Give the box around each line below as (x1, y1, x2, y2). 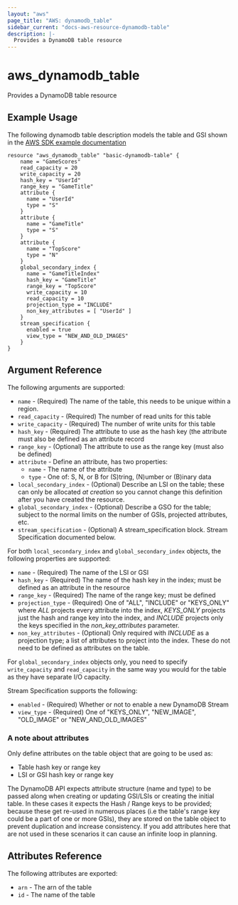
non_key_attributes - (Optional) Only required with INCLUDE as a (17, 628, 210, 637)
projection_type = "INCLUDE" (26, 301, 113, 308)
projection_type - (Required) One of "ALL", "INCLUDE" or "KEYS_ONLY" (17, 598, 229, 607)
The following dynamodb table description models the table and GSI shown (7, 130, 228, 139)
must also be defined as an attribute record (17, 435, 144, 443)
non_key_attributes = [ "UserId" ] (26, 307, 132, 314)
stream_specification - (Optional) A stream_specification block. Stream (17, 525, 228, 534)
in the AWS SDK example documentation (7, 138, 126, 147)
